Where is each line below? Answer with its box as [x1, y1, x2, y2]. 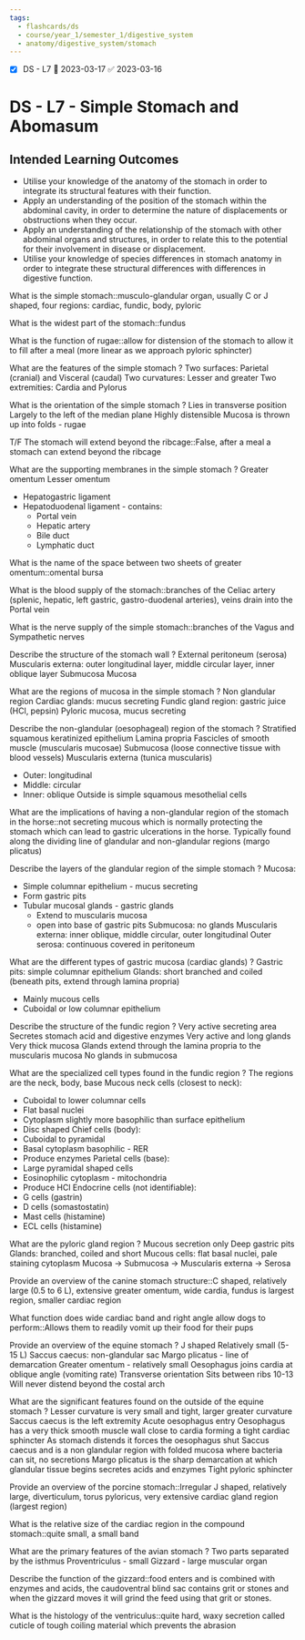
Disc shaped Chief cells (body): [22, 1124, 141, 1135]
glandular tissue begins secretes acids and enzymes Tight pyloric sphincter [9, 1464, 293, 1475]
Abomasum [9, 116, 99, 137]
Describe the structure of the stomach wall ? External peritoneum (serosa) [9, 649, 288, 661]
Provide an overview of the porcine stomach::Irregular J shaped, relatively [9, 1481, 287, 1492]
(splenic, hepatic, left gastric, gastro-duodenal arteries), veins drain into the [9, 594, 293, 606]
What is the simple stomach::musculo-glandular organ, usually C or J [9, 291, 269, 302]
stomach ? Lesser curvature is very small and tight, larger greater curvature [9, 1406, 293, 1417]
